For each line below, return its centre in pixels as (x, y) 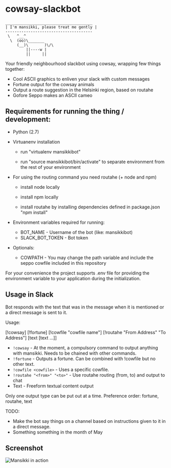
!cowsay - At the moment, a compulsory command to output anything (85, 347)
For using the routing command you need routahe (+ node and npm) (85, 177)
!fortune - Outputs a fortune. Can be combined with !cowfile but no (84, 358)
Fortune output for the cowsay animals (54, 84)
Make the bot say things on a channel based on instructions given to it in (89, 421)
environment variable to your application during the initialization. (73, 278)
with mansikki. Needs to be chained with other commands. (74, 353)
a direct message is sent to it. (36, 312)
